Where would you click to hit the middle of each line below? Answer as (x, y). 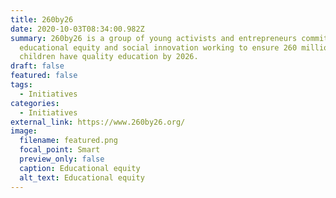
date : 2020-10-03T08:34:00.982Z (77, 29)
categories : (35, 103)
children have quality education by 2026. (109, 57)
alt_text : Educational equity (82, 177)
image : (24, 131)
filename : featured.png (68, 141)
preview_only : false (62, 159)
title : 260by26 (42, 19)
